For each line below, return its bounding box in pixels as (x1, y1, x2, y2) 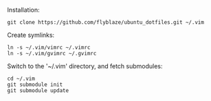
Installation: (7, 6, 40, 14)
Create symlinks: (7, 31, 55, 39)
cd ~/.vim (7, 75, 36, 82)
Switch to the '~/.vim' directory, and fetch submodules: (7, 62, 163, 70)
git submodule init (7, 81, 63, 88)
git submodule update (7, 87, 69, 94)
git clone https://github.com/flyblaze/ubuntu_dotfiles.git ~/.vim (7, 19, 205, 26)
